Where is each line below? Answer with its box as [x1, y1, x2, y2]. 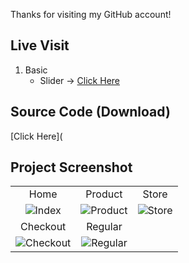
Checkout [20, 220, 67, 234]
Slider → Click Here [39, 74, 121, 86]
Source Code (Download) [10, 104, 171, 121]
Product [85, 187, 123, 201]
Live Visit [10, 37, 70, 54]
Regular [86, 220, 123, 234]
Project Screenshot [10, 159, 133, 176]
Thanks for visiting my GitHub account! [10, 9, 172, 20]
